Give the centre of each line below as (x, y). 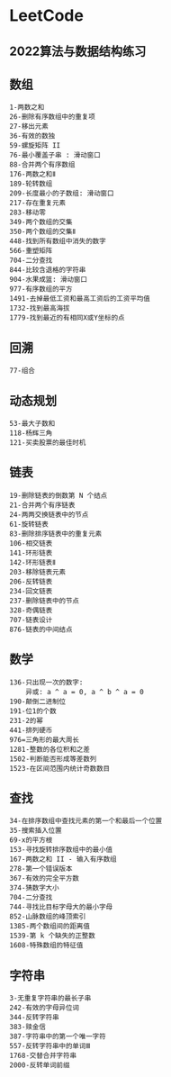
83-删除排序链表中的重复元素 (56, 534)
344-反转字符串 (35, 1018)
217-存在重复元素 (37, 204)
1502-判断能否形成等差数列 (53, 759)
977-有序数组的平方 (41, 289)
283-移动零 (28, 213)
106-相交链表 (31, 543)
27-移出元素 (29, 127)
